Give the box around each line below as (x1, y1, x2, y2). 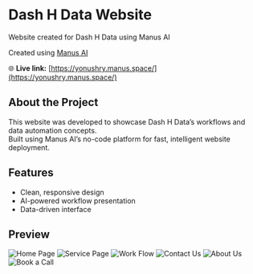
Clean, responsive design (19, 187, 104, 197)
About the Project (8, 96, 99, 109)
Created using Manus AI (8, 47, 88, 57)
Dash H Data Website (8, 6, 153, 24)
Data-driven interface (19, 204, 92, 214)
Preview (8, 227, 51, 241)
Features (8, 166, 54, 180)
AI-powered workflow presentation (19, 195, 137, 206)
